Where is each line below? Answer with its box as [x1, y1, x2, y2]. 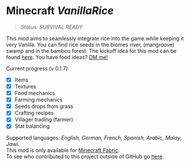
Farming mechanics [14, 96, 63, 103]
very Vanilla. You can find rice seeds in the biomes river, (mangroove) [6, 41, 175, 48]
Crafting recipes [14, 110, 54, 117]
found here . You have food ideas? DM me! [6, 53, 108, 60]
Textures [14, 83, 36, 90]
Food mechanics [14, 90, 55, 97]
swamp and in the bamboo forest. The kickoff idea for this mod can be [6, 47, 177, 54]
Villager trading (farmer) [14, 116, 74, 123]
